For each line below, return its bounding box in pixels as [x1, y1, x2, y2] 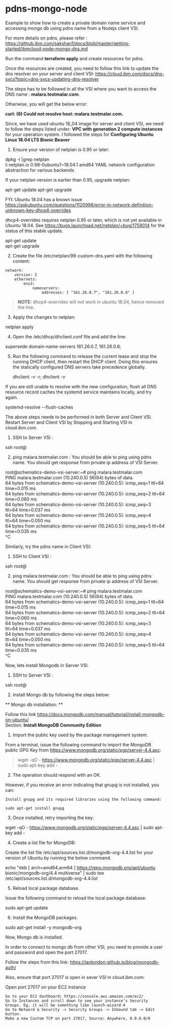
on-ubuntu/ [5, 717, 29, 723]
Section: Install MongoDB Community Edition [5, 722, 102, 728]
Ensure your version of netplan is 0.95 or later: [12, 146, 110, 152]
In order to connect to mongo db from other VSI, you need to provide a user [5, 944, 163, 950]
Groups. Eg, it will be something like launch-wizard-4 [5, 1002, 125, 1008]
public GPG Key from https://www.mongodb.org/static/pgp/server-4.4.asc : [5, 747, 161, 753]
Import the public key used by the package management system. [12, 732, 148, 738]
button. [5, 1011, 22, 1016]
